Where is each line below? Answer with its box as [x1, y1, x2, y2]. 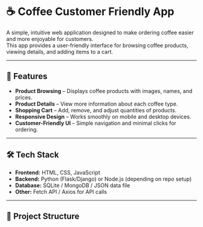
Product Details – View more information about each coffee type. [14, 100, 178, 107]
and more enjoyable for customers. [6, 35, 94, 42]
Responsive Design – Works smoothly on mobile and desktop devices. [14, 113, 192, 120]
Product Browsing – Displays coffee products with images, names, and [14, 87, 193, 94]
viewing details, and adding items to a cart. [6, 48, 114, 55]
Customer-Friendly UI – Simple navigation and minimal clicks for [14, 119, 176, 127]
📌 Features [6, 71, 48, 82]
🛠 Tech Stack [6, 150, 59, 160]
